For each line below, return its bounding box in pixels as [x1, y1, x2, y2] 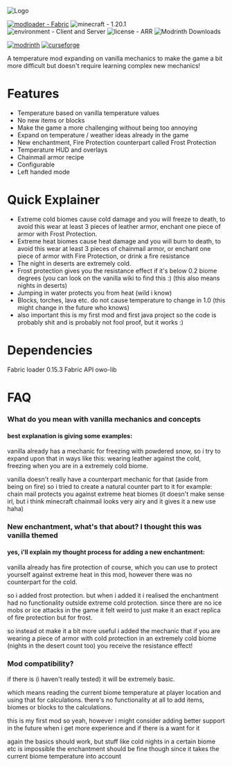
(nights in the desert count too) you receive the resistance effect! [7, 641, 193, 650]
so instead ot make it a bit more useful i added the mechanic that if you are [7, 627, 221, 635]
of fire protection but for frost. [7, 614, 93, 622]
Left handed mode [17, 167, 71, 176]
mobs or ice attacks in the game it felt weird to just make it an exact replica [7, 606, 221, 614]
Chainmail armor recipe [17, 153, 84, 161]
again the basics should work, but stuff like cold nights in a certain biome [7, 737, 216, 746]
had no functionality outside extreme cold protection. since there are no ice [7, 598, 222, 607]
